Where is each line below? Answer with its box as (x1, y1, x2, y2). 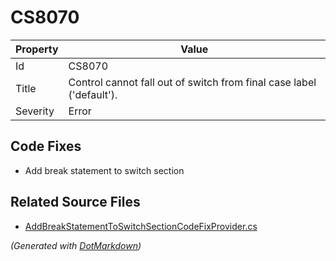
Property (15, 42, 59, 56)
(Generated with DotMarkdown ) (10, 239, 142, 251)
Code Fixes (10, 138, 82, 155)
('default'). (68, 87, 118, 101)
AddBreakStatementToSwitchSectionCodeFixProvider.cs (24, 220, 258, 232)
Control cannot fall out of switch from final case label (68, 75, 317, 89)
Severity (15, 104, 55, 118)
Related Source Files (10, 194, 141, 211)
